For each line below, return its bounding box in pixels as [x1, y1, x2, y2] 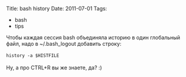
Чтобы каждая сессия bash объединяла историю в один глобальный [6, 34, 181, 41]
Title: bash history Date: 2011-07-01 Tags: [6, 5, 107, 12]
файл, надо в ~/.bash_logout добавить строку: [6, 41, 122, 47]
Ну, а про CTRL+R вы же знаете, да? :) [6, 64, 102, 71]
